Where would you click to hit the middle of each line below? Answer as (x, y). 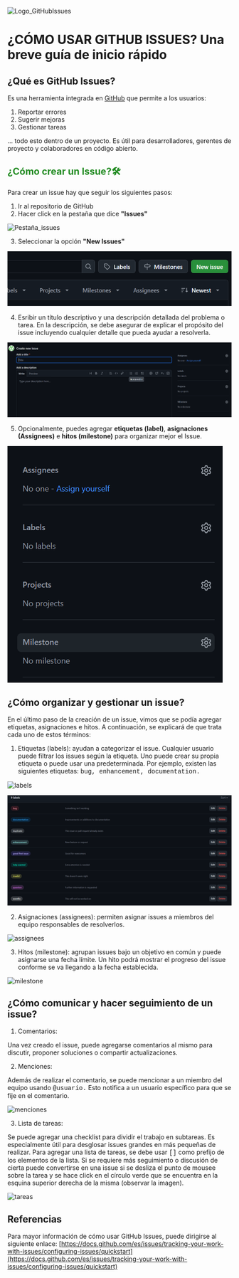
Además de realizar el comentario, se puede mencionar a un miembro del (115, 1080)
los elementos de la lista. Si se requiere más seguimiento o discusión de (113, 1161)
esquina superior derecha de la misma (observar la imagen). (96, 1183)
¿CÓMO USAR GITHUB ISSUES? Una (116, 40)
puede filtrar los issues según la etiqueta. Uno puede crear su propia (118, 756)
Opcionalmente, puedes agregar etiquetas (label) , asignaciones (113, 428)
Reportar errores (42, 112)
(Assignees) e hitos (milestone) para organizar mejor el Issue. (110, 436)
